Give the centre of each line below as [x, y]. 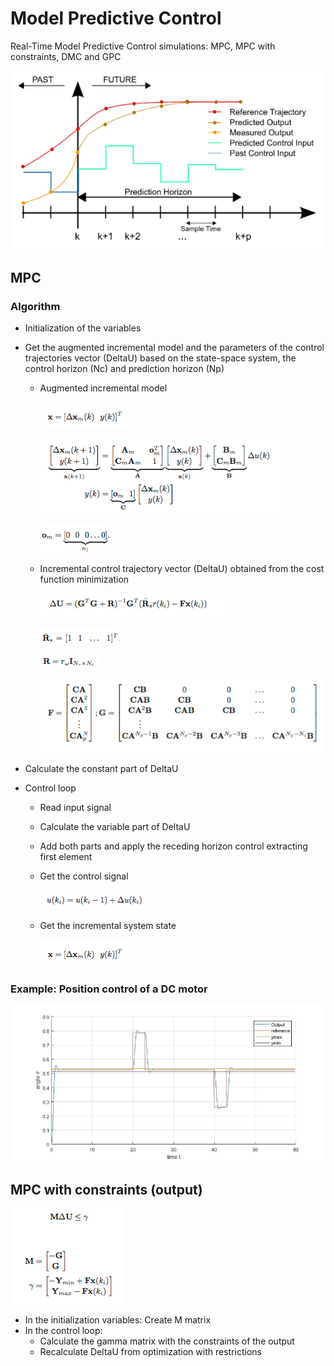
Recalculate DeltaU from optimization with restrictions [150, 1351]
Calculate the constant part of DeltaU [101, 768]
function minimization [84, 579]
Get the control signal [84, 876]
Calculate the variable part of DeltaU [115, 826]
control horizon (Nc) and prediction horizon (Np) [124, 369]
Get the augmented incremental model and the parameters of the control [174, 348]
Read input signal [75, 807]
